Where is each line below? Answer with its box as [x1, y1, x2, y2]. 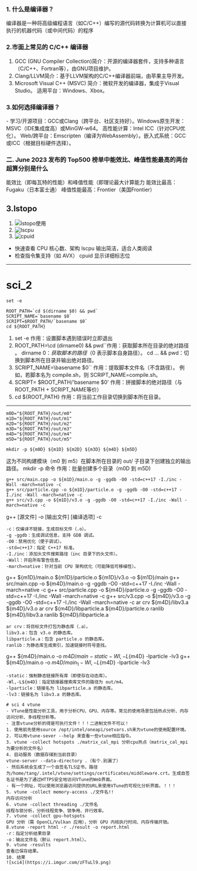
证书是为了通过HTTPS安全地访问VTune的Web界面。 [10, 777, 115, 782]
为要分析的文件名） [6, 745, 46, 751]
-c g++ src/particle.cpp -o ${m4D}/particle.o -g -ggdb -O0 [40, 586, 184, 593]
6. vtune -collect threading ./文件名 [6, 801, 98, 808]
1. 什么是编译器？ [6, 5, 55, 13]
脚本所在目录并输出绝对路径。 [25, 356, 97, 363]
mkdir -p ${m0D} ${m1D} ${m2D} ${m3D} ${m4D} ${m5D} [6, 446, 138, 453]
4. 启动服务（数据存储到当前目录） [6, 751, 80, 758]
